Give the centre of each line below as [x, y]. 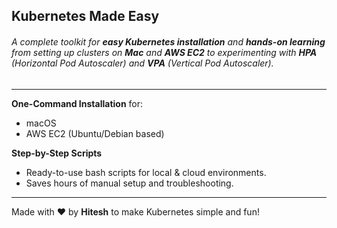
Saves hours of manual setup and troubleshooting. [129, 183]
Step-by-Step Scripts [57, 153]
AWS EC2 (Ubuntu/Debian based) [95, 133]
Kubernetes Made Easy [85, 16]
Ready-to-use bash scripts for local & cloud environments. [146, 172]
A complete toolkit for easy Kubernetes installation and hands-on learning [168, 41]
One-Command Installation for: [77, 103]
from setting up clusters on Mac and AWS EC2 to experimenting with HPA [164, 52]
